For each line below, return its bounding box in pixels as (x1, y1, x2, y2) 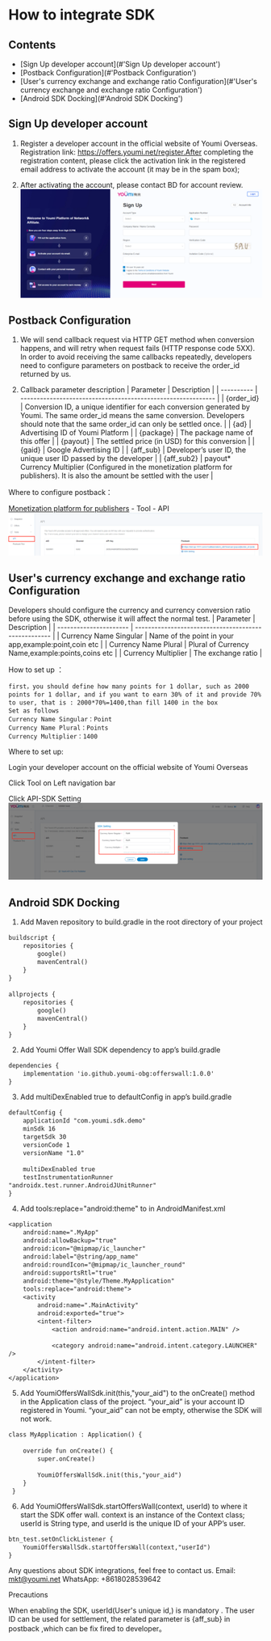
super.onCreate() (37, 1455, 95, 1463)
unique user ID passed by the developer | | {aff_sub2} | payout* (19, 454, 231, 463)
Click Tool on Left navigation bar (8, 778, 116, 788)
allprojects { (8, 991, 56, 999)
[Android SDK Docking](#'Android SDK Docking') (19, 94, 183, 103)
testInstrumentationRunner (23, 1174, 114, 1182)
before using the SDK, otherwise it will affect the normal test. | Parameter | (8, 614, 256, 624)
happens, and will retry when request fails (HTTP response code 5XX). (19, 344, 256, 353)
